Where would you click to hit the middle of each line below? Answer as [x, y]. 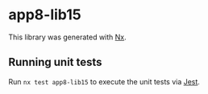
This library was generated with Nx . [67, 37]
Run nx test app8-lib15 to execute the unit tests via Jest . [104, 81]
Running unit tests [55, 62]
